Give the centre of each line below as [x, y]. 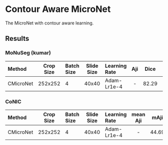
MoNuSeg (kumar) [28, 53]
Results [17, 39]
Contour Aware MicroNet [58, 9]
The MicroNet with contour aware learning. [49, 23]
